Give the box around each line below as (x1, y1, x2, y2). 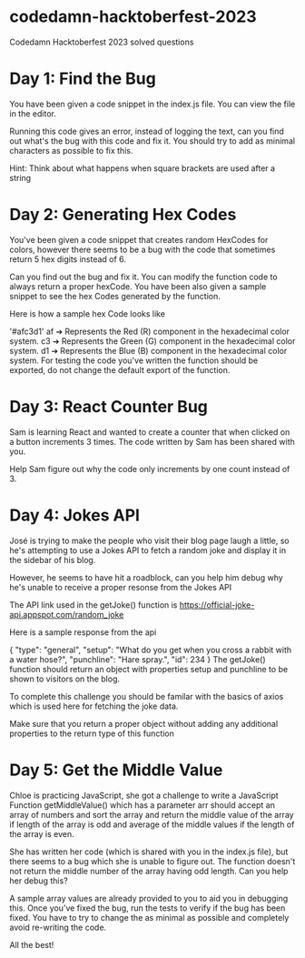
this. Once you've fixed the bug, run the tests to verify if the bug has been (9, 903, 286, 913)
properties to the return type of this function (9, 728, 175, 739)
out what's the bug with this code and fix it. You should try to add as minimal (9, 135, 296, 146)
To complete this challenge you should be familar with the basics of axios (9, 691, 284, 701)
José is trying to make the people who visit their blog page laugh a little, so (9, 535, 290, 546)
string (9, 172, 32, 183)
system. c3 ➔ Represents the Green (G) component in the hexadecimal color (9, 335, 296, 347)
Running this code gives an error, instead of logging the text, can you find (9, 126, 284, 136)
